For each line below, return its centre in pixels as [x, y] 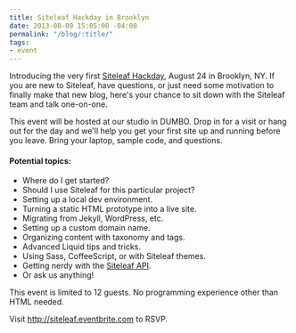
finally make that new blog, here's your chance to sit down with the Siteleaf [147, 95]
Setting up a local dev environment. [87, 199]
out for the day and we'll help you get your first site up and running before [145, 131]
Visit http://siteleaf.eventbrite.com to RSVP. [88, 319]
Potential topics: [40, 160]
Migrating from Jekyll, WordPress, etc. [93, 218]
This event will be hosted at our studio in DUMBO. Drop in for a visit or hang [148, 122]
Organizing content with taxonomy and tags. [103, 238]
